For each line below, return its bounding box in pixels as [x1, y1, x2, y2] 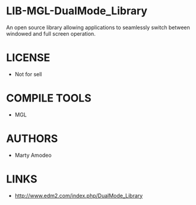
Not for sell [14, 70, 42, 78]
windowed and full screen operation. [6, 30, 96, 37]
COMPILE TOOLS [6, 92, 91, 105]
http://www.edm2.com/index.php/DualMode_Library [14, 192, 143, 199]
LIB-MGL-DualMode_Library [6, 4, 147, 18]
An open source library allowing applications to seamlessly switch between [6, 24, 190, 31]
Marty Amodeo [14, 152, 52, 159]
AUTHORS [6, 132, 58, 145]
